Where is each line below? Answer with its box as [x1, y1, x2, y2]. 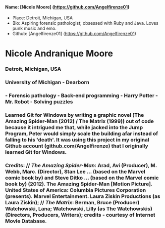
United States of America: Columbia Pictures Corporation [5, 187, 146, 193]
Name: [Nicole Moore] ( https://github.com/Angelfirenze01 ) [5, 4, 130, 10]
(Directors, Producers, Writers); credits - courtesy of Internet [5, 212, 156, 218]
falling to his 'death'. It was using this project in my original [5, 137, 150, 143]
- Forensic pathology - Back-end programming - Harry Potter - [5, 92, 158, 99]
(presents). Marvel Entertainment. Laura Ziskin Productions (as [5, 193, 161, 200]
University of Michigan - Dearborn [5, 79, 90, 86]
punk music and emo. [12, 25, 57, 32]
